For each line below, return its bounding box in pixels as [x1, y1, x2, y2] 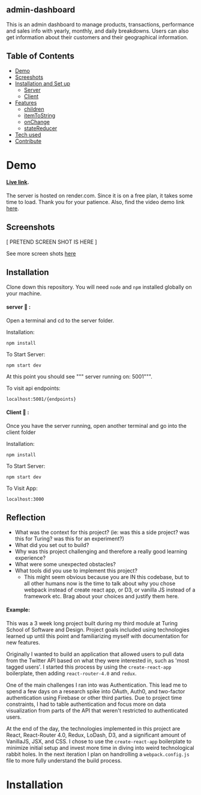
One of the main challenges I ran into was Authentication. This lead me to [6, 681, 187, 688]
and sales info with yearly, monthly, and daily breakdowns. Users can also [6, 27, 189, 34]
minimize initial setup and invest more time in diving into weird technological [6, 744, 194, 752]
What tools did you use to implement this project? [14, 567, 138, 574]
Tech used [14, 131, 41, 138]
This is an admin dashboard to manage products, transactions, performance [6, 20, 194, 28]
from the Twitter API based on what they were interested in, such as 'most [6, 657, 190, 664]
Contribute [14, 137, 42, 144]
